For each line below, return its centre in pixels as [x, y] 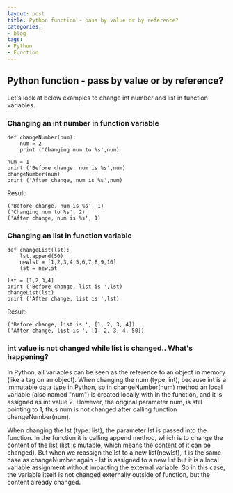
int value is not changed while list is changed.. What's [100, 348]
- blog [17, 33]
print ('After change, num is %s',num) [65, 180]
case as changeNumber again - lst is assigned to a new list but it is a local [113, 460]
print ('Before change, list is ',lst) [65, 287]
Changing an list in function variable [70, 236]
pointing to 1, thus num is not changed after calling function [92, 409]
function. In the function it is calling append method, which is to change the [115, 437]
